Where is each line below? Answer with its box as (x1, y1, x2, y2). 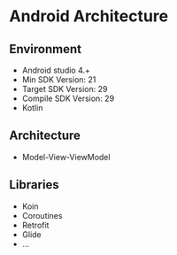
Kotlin (21, 103, 43, 112)
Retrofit (21, 220, 50, 230)
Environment (9, 42, 82, 57)
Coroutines (21, 210, 63, 220)
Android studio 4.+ (21, 65, 91, 75)
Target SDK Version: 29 (21, 84, 108, 94)
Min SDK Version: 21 (21, 74, 96, 85)
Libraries (9, 177, 59, 192)
